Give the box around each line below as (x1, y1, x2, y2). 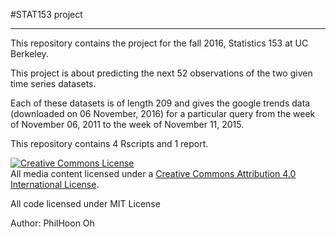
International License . (10, 179, 100, 190)
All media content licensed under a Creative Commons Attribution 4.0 (10, 168, 297, 179)
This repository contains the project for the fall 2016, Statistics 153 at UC (10, 37, 309, 49)
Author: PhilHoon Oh (10, 217, 95, 229)
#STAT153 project (10, 9, 83, 20)
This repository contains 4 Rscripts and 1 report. (10, 138, 209, 149)
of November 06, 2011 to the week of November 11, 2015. (10, 119, 245, 130)
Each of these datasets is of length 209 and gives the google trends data (10, 97, 311, 109)
